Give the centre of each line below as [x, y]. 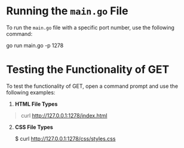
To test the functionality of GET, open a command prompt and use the [92, 86]
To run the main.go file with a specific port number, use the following [90, 27]
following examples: [31, 92]
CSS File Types [34, 127]
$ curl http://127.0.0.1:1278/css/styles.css [65, 138]
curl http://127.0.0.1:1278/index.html [64, 115]
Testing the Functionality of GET [88, 70]
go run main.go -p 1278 [35, 45]
